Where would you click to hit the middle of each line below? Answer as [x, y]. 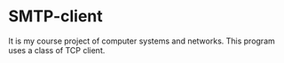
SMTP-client [55, 16]
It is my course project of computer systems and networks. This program [142, 41]
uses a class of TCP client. [57, 50]
